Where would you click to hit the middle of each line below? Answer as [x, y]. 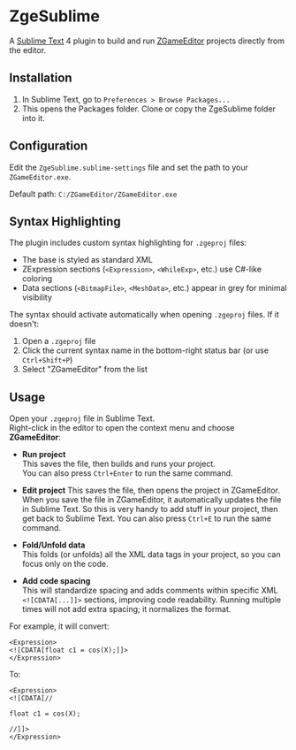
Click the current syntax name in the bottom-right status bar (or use [145, 350]
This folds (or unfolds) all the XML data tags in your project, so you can [151, 555]
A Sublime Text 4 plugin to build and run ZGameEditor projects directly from [147, 41]
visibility [37, 297]
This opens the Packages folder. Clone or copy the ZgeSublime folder [149, 109]
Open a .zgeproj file [59, 341]
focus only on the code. [65, 564]
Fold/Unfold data [53, 545]
